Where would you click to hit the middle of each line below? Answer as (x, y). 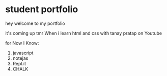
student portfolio (42, 9)
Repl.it (19, 63)
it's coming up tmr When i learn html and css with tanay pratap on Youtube (83, 33)
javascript (23, 53)
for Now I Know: (22, 43)
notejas (20, 58)
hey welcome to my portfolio (35, 23)
